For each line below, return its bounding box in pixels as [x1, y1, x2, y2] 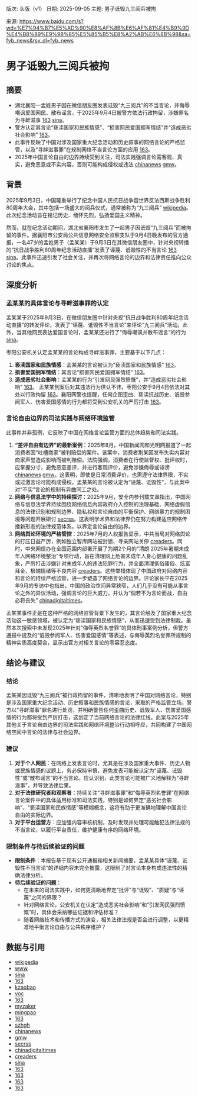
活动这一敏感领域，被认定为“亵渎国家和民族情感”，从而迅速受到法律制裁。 [6, 617, 187, 624]
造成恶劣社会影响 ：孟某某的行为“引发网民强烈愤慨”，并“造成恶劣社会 [14, 376, 182, 383]
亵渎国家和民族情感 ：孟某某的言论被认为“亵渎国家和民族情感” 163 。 [14, 361, 180, 368]
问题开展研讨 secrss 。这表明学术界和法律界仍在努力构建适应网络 [25, 515, 183, 522]
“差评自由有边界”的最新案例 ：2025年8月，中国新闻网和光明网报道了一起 [14, 441, 192, 449]
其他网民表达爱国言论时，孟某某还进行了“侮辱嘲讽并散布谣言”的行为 [21, 328, 187, 335]
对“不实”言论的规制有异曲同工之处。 [14, 486, 103, 493]
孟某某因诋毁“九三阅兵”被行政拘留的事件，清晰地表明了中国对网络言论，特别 [6, 692, 192, 699]
